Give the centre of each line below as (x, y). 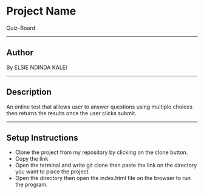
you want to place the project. (52, 172)
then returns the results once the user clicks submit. (71, 113)
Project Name (41, 11)
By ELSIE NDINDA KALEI (37, 67)
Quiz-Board (21, 28)
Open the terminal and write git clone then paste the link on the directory (106, 166)
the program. (31, 185)
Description (29, 92)
